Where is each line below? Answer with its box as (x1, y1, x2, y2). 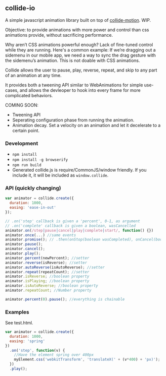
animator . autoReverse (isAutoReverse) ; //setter (5, 265, 105, 270)
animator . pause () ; (5, 242, 43, 247)
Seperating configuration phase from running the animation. (12, 117, 134, 123)
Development (5, 140, 39, 147)
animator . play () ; (5, 251, 41, 256)
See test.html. (5, 320, 34, 326)
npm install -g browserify (12, 157, 68, 163)
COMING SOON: (5, 102, 39, 108)
